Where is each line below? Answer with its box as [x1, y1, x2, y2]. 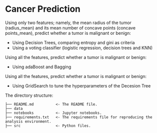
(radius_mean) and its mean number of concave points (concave [5, 25, 136, 30]
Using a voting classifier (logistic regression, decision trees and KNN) [12, 45, 153, 51]
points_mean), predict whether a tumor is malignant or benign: [5, 30, 131, 36]
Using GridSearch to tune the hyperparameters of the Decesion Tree [12, 82, 151, 89]
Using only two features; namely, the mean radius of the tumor [5, 20, 131, 26]
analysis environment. [5, 119, 52, 124]
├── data [5, 106, 23, 111]
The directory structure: [5, 92, 53, 98]
